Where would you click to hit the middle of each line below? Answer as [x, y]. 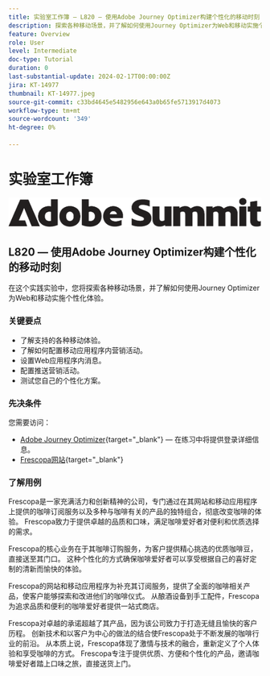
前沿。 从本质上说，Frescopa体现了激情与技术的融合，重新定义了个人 [137, 644]
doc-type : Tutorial [41, 60]
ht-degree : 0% [32, 128]
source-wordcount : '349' [50, 119]
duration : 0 [28, 68]
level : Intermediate [43, 51]
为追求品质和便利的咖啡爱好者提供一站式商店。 [86, 606]
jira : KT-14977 [34, 85]
